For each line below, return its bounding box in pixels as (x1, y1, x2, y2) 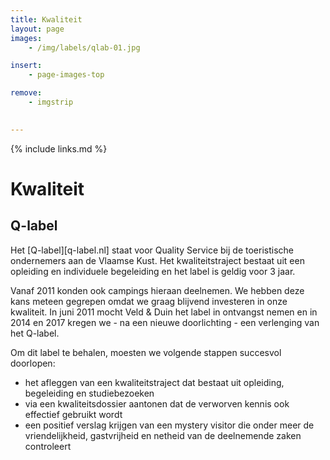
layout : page (10, 24, 65, 34)
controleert (24, 440, 72, 452)
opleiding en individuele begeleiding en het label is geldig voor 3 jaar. (10, 265, 296, 277)
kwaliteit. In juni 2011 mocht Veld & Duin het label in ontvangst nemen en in (10, 306, 318, 318)
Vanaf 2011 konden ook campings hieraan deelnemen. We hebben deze (10, 284, 305, 296)
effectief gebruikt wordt (24, 408, 123, 420)
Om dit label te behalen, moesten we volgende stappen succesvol (10, 346, 282, 358)
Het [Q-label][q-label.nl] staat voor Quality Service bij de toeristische (10, 244, 294, 256)
